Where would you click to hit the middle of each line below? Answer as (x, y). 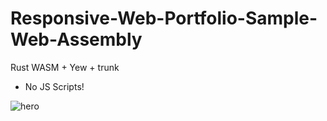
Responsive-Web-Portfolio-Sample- (164, 18)
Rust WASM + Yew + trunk (65, 67)
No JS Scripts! (54, 86)
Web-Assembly (76, 39)
